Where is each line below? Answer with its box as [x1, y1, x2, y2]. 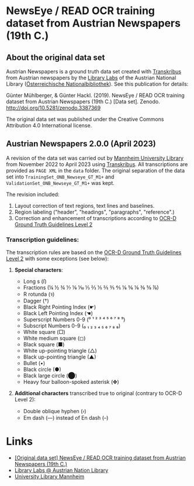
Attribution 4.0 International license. [6, 122, 92, 129]
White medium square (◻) [23, 335, 86, 342]
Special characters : [14, 266, 63, 274]
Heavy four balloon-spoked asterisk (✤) [23, 379, 120, 386]
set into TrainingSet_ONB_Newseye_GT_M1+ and [6, 173, 115, 180]
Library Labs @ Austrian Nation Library [14, 467, 109, 474]
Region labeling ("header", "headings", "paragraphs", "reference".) [14, 208, 175, 215]
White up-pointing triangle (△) [23, 347, 98, 355]
